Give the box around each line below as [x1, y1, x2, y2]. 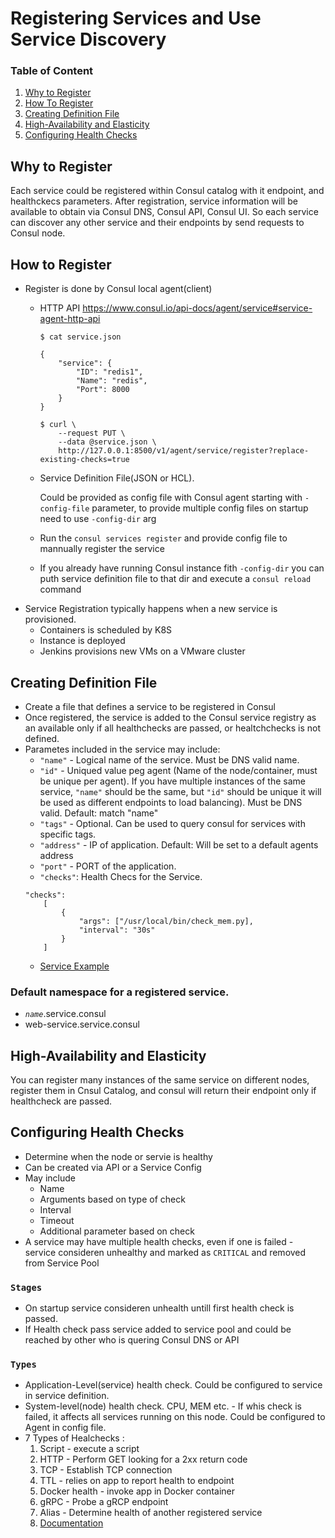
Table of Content [10, 64, 94, 78]
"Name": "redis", [75, 376, 148, 386]
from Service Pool [24, 1257, 100, 1269]
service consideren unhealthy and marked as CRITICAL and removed [24, 1246, 307, 1258]
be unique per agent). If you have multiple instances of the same [39, 775, 306, 787]
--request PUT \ [58, 428, 126, 439]
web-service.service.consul [24, 1018, 140, 1031]
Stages [10, 1282, 43, 1293]
